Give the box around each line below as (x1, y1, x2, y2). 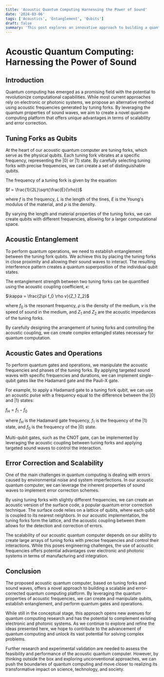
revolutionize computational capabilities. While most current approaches (5, 94, 151, 100)
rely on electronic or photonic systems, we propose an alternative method (5, 100, 154, 105)
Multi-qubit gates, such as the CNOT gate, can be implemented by (5, 435, 139, 440)
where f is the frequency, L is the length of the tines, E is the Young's (5, 196, 144, 202)
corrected (5, 591, 26, 597)
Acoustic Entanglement (5, 235, 78, 244)
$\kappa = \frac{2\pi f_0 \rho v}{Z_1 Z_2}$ (5, 293, 90, 299)
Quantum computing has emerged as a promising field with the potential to (5, 89, 156, 95)
